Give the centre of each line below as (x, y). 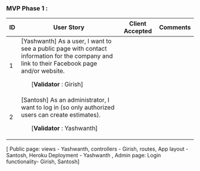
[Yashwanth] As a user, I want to (66, 41)
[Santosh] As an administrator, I (65, 100)
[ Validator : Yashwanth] (65, 128)
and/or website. (43, 71)
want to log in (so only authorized (68, 107)
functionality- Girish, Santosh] (43, 161)
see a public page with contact (64, 49)
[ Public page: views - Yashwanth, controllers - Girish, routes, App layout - (97, 149)
